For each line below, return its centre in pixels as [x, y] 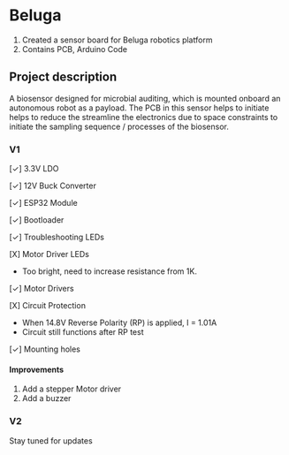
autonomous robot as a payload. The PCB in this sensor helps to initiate [139, 108]
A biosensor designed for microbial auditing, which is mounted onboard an [145, 98]
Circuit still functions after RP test [83, 332]
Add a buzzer [46, 398]
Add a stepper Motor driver [72, 389]
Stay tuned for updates [51, 440]
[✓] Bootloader [37, 220]
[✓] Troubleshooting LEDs [57, 237]
